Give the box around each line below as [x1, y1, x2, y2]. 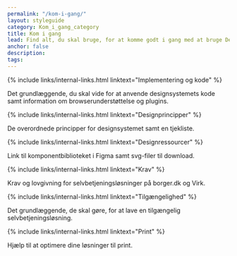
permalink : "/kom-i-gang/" [7, 10, 87, 18]
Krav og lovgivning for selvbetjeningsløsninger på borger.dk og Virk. [7, 178, 206, 187]
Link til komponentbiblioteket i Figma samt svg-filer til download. [7, 151, 195, 159]
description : [7, 50, 46, 57]
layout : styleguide [7, 17, 65, 24]
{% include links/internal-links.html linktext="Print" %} [7, 227, 166, 236]
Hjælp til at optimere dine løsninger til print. [7, 240, 133, 249]
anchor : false [7, 43, 49, 50]
